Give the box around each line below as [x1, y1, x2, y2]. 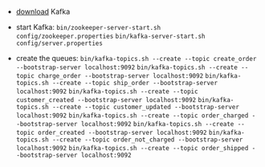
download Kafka [15, 7, 71, 16]
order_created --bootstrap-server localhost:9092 [37, 128, 207, 136]
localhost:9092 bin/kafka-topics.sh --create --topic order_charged [15, 112, 249, 120]
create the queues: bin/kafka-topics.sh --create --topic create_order [15, 54, 257, 63]
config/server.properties [15, 39, 103, 47]
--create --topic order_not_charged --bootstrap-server [51, 136, 243, 144]
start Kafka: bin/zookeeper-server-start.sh [15, 22, 161, 31]
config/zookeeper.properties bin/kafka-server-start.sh [15, 32, 206, 40]
